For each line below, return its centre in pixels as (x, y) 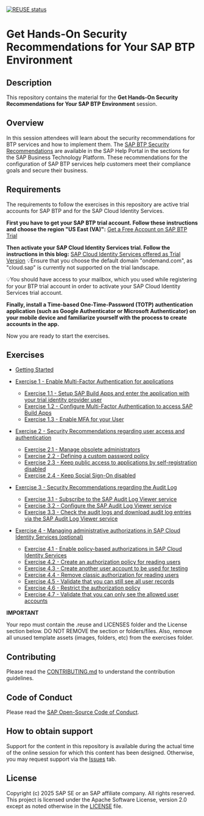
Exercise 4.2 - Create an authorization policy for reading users (102, 562)
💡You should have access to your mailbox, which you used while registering (102, 279)
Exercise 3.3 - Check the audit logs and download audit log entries (108, 512)
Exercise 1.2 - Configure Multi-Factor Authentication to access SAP (108, 406)
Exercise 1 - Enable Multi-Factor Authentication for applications (94, 382)
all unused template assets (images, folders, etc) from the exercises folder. (100, 638)
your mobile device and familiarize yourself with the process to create (97, 317)
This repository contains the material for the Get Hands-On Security (92, 97)
